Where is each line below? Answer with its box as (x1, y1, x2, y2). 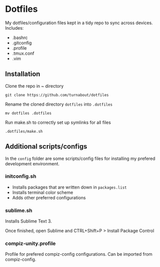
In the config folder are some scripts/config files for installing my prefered (5, 155, 156, 161)
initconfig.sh (5, 173, 36, 180)
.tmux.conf (12, 50, 34, 56)
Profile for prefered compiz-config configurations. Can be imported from (5, 251, 153, 257)
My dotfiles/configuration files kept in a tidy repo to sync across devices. (5, 20, 153, 26)
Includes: (5, 25, 24, 31)
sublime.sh (5, 207, 33, 214)
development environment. (5, 160, 60, 166)
